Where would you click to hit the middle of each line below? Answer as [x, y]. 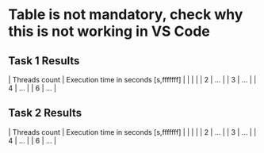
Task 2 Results [45, 113]
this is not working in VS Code [109, 31]
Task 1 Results [44, 61]
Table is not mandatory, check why [126, 15]
